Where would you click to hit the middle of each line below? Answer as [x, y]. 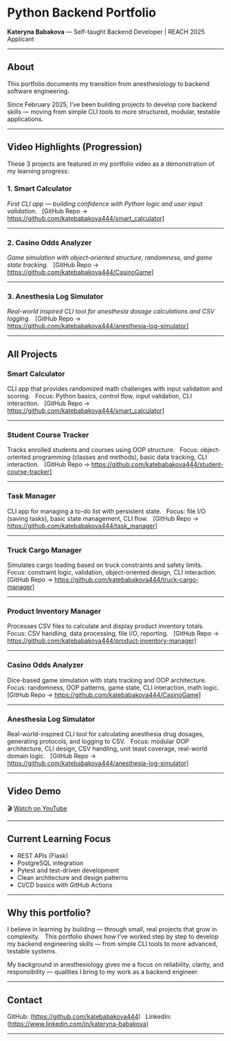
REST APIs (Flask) [43, 855]
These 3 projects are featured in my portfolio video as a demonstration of [111, 164]
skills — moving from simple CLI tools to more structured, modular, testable [114, 111]
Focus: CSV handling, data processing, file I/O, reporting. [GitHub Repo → [113, 634]
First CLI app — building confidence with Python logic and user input [105, 204]
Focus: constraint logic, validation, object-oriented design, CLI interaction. [112, 572]
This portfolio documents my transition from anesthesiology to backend [108, 83]
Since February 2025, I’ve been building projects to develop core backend [112, 104]
